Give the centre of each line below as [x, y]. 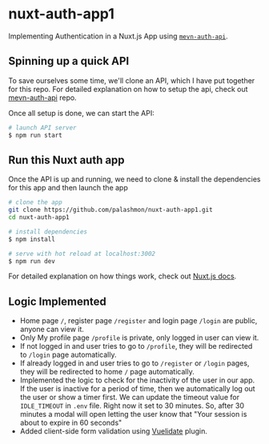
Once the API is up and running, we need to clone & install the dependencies [135, 179]
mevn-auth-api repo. [43, 98]
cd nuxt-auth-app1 [39, 218]
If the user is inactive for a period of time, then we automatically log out [137, 389]
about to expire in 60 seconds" [71, 423]
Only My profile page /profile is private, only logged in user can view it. [139, 338]
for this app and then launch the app [68, 188]
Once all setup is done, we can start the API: [81, 113]
